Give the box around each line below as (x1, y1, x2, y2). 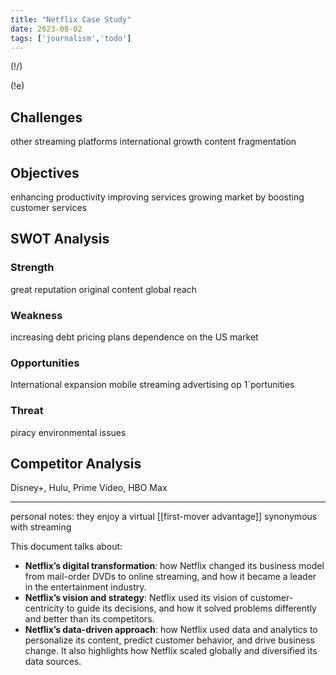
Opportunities (10, 356, 80, 370)
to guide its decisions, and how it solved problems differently (66, 602, 317, 615)
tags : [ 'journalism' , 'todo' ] (10, 33, 132, 43)
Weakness (10, 308, 63, 322)
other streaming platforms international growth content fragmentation (10, 136, 297, 148)
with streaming (10, 521, 72, 533)
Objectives (10, 164, 80, 181)
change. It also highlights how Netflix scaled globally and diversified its (24, 645, 318, 657)
